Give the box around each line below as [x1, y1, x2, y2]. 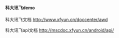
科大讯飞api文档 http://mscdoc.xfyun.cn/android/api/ [5, 27, 114, 33]
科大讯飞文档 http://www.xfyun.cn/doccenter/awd [5, 16, 108, 22]
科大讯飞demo [5, 4, 35, 10]
